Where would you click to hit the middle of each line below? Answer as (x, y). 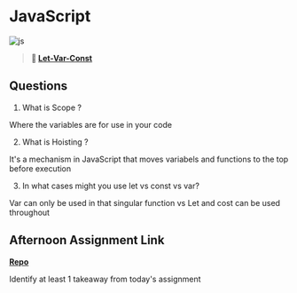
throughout (30, 212)
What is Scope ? (52, 107)
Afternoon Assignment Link (87, 240)
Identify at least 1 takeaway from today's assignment (105, 279)
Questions (39, 86)
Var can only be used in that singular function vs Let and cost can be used (145, 202)
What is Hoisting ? (55, 142)
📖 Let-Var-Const (62, 58)
